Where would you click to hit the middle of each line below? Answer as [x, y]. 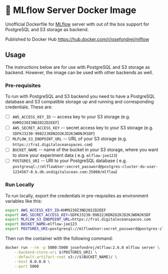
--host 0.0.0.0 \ [32, 261]
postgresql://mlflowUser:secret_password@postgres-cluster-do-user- [85, 167]
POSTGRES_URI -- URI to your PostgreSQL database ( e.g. [70, 161]
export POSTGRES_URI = [28, 229]
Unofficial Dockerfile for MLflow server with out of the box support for [77, 24]
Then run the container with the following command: [59, 238]
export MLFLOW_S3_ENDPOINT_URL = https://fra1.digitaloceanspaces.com [78, 220]
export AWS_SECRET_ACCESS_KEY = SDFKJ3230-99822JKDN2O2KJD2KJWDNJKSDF [78, 215]
